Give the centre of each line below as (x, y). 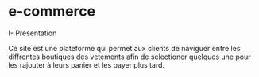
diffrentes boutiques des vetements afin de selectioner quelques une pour (129, 57)
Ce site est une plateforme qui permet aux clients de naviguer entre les (124, 48)
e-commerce (52, 11)
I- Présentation (33, 33)
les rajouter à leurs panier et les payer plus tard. (87, 64)
